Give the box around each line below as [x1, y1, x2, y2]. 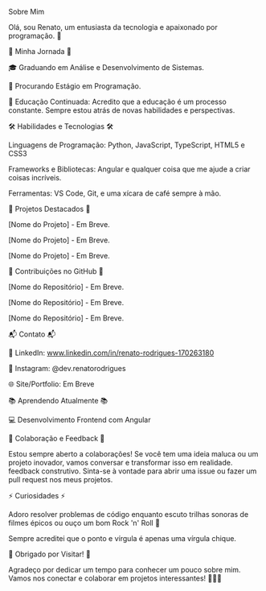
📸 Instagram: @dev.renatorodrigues [8, 364, 126, 373]
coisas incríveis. [8, 173, 62, 182]
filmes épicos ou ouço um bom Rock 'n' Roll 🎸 [8, 519, 161, 527]
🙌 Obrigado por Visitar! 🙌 [8, 549, 91, 559]
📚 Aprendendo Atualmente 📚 [8, 396, 108, 405]
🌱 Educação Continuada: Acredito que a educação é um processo [8, 97, 227, 106]
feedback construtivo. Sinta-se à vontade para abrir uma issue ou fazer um [8, 466, 257, 476]
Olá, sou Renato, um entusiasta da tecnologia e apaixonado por [8, 23, 219, 31]
